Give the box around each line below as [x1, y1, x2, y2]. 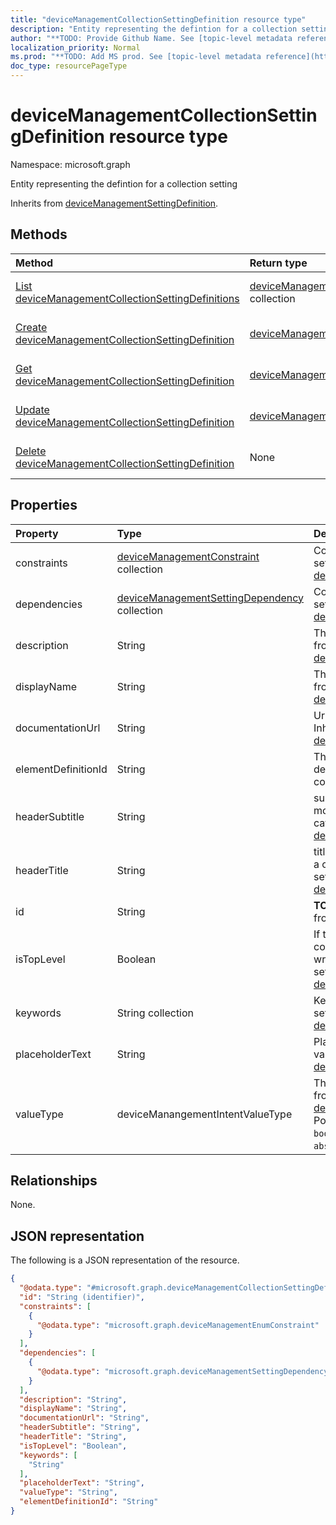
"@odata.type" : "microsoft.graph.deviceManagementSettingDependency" [36, 1366, 333, 1376]
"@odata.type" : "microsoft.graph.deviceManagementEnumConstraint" [36, 1320, 320, 1330]
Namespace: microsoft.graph [10, 158, 131, 170]
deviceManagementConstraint [116, 549, 260, 563]
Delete [15, 444, 47, 458]
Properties [10, 497, 78, 514]
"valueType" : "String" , [19, 1487, 118, 1498]
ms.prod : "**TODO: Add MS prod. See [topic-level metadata [10, 52, 262, 62]
